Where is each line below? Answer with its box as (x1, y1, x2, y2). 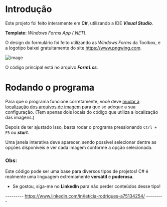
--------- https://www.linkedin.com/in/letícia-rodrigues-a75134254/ (5, 193, 145, 199)
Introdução (5, 4, 52, 15)
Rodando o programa (5, 82, 95, 93)
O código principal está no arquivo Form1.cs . (5, 64, 98, 70)
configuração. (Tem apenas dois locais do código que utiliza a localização (5, 109, 158, 115)
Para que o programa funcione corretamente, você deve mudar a (5, 98, 139, 104)
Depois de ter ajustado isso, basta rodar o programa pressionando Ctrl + (5, 124, 157, 130)
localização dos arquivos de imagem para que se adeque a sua (5, 104, 136, 110)
